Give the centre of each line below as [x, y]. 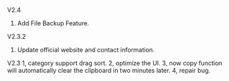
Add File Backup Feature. [53, 23]
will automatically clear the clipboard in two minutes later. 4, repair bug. [109, 70]
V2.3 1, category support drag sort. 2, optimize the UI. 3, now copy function [115, 63]
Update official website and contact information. [86, 50]
